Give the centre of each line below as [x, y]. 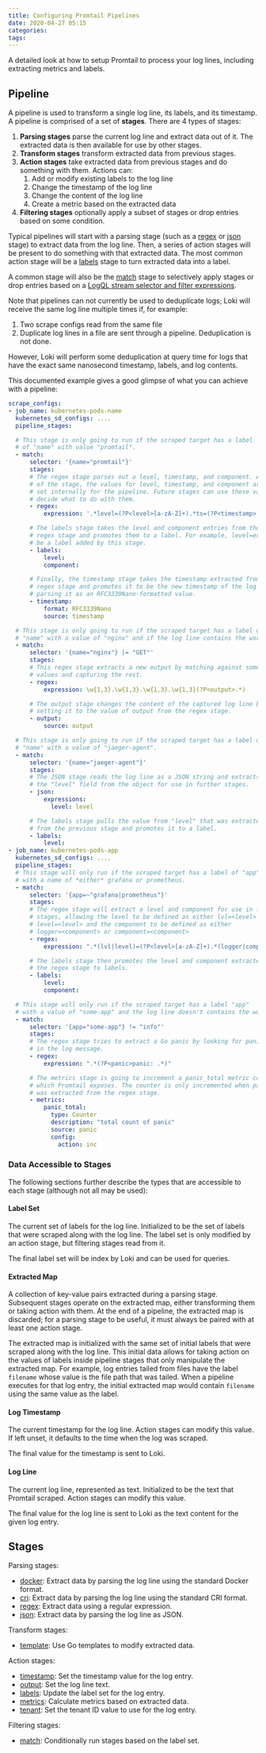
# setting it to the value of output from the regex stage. [130, 711]
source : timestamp [74, 616]
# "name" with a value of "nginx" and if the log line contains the [131, 638]
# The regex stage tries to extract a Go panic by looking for [136, 1042]
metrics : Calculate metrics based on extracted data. [104, 1701]
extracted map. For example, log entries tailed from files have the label [123, 1369]
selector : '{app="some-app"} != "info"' [97, 1027]
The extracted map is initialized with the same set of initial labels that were [129, 1344]
